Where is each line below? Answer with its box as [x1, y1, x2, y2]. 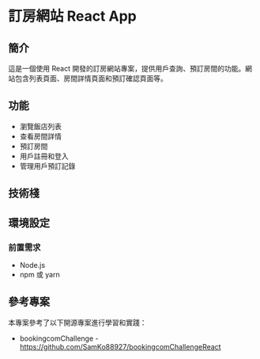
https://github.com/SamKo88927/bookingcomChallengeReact [19, 342, 221, 351]
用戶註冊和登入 [19, 151, 69, 161]
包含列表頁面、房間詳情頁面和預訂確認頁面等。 [14, 74, 168, 83]
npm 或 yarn [19, 269, 61, 279]
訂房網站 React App [8, 7, 137, 25]
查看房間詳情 [19, 132, 62, 141]
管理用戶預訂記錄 [19, 161, 76, 170]
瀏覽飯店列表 [19, 121, 62, 131]
